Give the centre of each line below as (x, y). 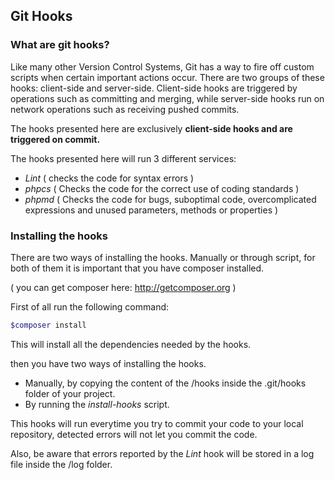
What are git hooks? (60, 45)
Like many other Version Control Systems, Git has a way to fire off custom (162, 66)
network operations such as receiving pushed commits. (125, 109)
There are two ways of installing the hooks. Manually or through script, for (163, 257)
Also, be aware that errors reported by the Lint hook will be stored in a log (162, 453)
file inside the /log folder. (61, 464)
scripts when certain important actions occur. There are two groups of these (167, 77)
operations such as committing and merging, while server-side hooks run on (167, 98)
